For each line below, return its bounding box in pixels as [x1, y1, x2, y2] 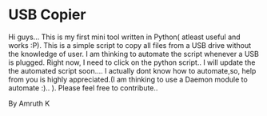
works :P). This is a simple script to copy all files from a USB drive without [8, 40, 252, 50]
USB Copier [8, 6, 86, 24]
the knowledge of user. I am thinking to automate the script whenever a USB [8, 49, 260, 58]
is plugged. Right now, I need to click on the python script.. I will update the [8, 58, 256, 67]
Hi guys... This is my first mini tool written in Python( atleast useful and [8, 32, 241, 42]
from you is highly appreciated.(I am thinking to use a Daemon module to [8, 74, 248, 84]
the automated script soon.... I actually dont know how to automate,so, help [8, 66, 257, 75]
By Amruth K [8, 98, 50, 108]
